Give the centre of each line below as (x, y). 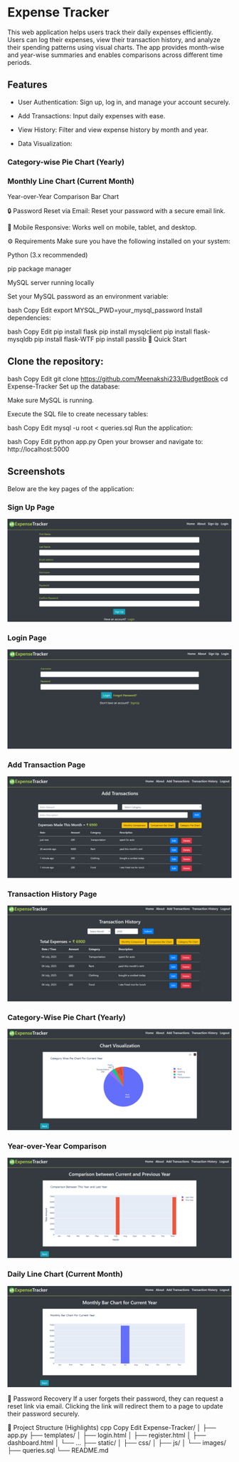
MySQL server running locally (51, 282)
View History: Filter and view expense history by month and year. (113, 130)
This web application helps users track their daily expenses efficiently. (110, 32)
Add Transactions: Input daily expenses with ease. (91, 115)
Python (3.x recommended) (48, 254)
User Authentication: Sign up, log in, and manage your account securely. (124, 102)
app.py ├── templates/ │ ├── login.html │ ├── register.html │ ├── (107, 1435)
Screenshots (36, 472)
